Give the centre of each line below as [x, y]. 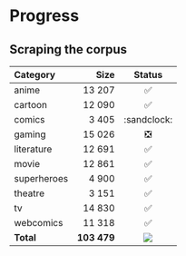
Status [148, 75]
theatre [29, 193]
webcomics [39, 223]
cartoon [31, 105]
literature [33, 149]
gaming [30, 134]
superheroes [41, 178]
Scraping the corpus [69, 49]
